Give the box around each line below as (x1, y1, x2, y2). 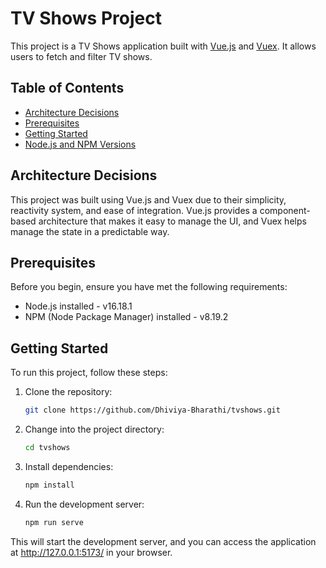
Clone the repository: (24, 386, 113, 398)
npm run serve (24, 517, 84, 527)
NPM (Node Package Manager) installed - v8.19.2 (24, 311, 229, 323)
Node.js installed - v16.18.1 (24, 300, 133, 312)
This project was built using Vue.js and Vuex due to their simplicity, (10, 193, 287, 206)
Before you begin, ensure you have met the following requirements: (10, 281, 288, 293)
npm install (24, 480, 75, 490)
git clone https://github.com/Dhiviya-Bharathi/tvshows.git (24, 405, 281, 416)
